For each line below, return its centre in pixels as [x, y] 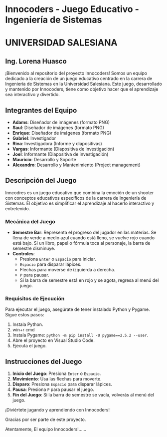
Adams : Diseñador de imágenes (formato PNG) [61, 122]
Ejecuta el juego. [29, 346]
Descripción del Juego [41, 180]
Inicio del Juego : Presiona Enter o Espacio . [57, 373]
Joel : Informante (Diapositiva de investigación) [60, 154]
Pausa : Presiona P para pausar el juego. [53, 389]
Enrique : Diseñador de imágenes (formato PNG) [62, 133]
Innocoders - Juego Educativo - [72, 9]
